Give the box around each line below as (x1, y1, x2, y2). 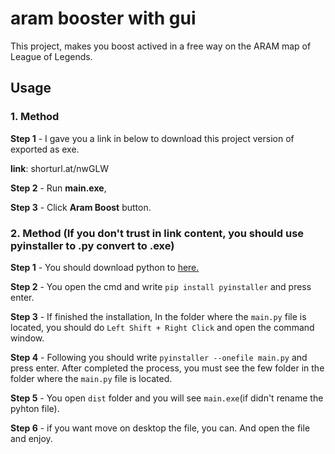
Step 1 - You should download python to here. (10, 261, 200, 273)
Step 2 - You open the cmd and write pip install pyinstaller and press (10, 280, 312, 292)
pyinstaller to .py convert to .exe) (10, 238, 175, 252)
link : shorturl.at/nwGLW (10, 162, 110, 174)
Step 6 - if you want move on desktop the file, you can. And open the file (10, 422, 311, 434)
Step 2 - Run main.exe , (10, 182, 107, 194)
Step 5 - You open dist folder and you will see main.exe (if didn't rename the (10, 392, 324, 404)
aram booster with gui (10, 7, 197, 30)
